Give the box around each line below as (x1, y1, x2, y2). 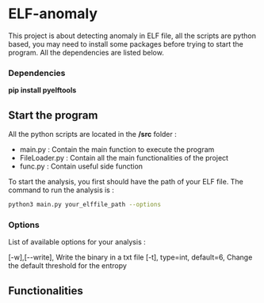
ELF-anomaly (8, 5, 98, 23)
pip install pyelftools (8, 85, 77, 95)
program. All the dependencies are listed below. (8, 47, 164, 57)
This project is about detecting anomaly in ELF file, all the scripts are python (8, 31, 256, 40)
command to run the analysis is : (8, 185, 115, 195)
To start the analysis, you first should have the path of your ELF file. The (8, 177, 243, 187)
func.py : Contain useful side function (19, 161, 143, 171)
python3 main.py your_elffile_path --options (8, 201, 161, 209)
